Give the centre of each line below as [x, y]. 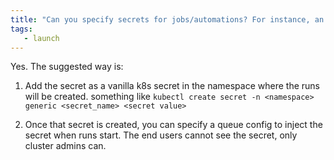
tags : [21, 29]
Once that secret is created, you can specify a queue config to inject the [173, 125]
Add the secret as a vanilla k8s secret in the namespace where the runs [172, 86]
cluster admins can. [65, 146]
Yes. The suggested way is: [67, 67]
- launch [41, 38]
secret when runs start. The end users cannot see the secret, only [161, 135]
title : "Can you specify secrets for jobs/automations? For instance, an [167, 19]
